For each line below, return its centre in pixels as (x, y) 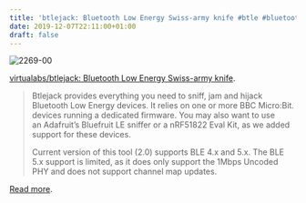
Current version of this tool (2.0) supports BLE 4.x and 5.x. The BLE (158, 152)
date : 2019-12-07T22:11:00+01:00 (73, 26)
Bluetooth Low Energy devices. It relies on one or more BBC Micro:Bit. (163, 106)
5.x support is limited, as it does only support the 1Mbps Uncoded (155, 162)
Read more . (31, 189)
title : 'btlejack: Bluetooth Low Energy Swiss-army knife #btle (134, 18)
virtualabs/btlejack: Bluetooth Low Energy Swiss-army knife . (122, 78)
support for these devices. (82, 135)
